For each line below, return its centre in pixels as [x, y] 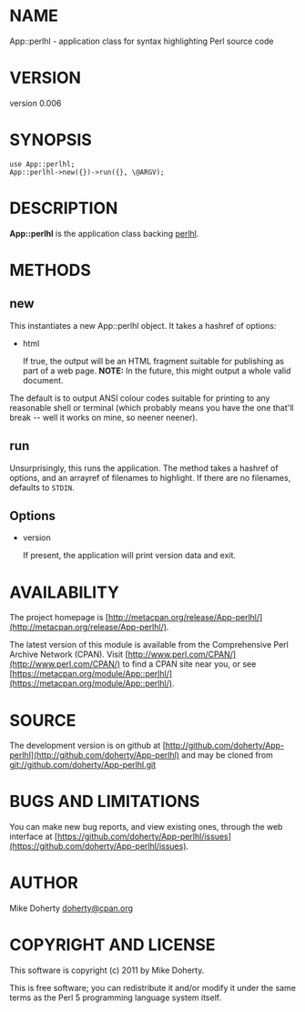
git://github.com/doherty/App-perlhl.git [83, 765]
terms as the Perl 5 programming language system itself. [115, 997]
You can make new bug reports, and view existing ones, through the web [146, 827]
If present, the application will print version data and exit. [129, 556]
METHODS [50, 270]
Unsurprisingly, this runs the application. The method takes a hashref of [144, 468]
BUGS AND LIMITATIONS [105, 802]
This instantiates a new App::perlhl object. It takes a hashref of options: [143, 325]
